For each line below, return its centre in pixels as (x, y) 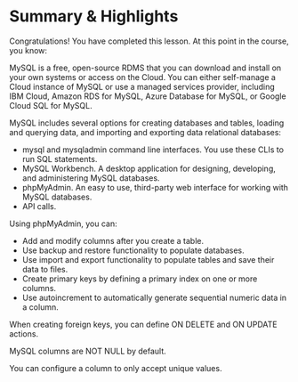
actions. (24, 333)
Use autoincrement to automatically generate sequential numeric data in (154, 297)
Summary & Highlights (94, 16)
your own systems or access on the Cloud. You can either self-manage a (142, 77)
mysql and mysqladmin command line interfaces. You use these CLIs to (153, 150)
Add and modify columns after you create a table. (113, 240)
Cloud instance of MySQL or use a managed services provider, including (142, 86)
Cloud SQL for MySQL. (51, 105)
